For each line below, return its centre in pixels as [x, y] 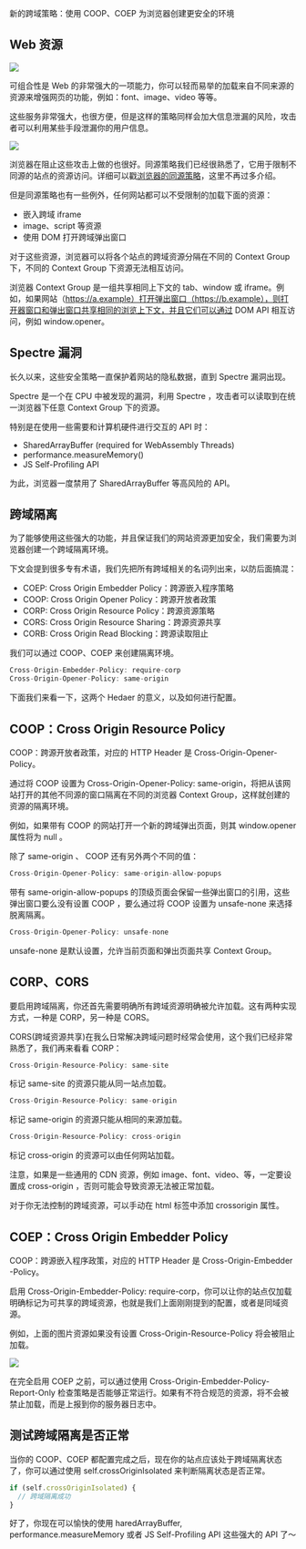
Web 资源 [36, 45]
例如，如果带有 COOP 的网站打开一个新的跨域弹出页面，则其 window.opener [153, 826]
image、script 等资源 [62, 225]
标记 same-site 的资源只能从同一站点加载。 [90, 1083]
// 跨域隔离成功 [44, 1496]
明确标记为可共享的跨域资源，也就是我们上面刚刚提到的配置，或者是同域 [145, 1303]
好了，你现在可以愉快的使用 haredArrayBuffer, [96, 1523]
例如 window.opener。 [67, 321]
